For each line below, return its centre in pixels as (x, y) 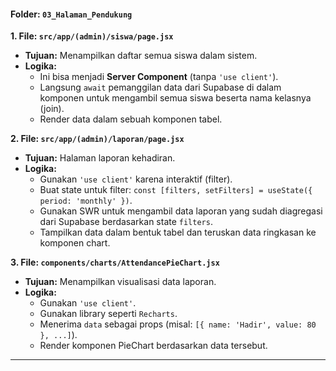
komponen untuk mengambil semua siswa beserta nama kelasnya (175, 98)
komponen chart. (75, 243)
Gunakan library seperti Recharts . (108, 314)
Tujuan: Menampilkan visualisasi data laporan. (120, 282)
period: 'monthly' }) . (86, 201)
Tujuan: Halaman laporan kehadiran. (100, 158)
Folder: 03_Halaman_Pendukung (71, 14)
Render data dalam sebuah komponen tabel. (131, 119)
